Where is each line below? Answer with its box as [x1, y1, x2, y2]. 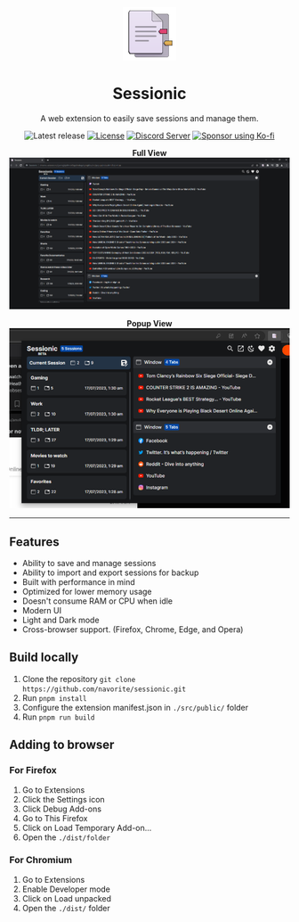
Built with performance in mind [21, 577, 135, 588]
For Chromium [9, 854, 73, 867]
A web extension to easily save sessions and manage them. [40, 112, 259, 123]
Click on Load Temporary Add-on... [21, 822, 152, 833]
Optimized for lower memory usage [21, 587, 153, 597]
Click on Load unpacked [21, 893, 112, 903]
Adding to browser [9, 737, 115, 753]
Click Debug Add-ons [21, 803, 102, 814]
